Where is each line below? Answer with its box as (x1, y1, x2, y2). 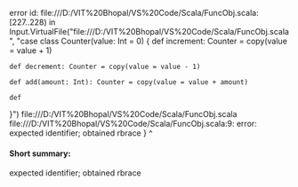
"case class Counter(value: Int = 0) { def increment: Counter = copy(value (16, 35, 287, 46)
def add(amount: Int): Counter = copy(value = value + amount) (9, 78, 249, 87)
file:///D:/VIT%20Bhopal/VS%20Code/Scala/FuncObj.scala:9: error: (9, 119, 258, 129)
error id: (9, 8, 39, 18)
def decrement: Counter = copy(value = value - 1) (9, 62, 201, 71)
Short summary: (9, 148, 71, 159)
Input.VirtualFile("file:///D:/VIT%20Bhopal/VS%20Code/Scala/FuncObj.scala (9, 27, 289, 36)
